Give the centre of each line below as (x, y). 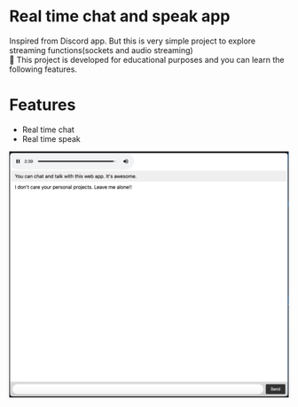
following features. (43, 69)
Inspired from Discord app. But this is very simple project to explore (133, 41)
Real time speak (51, 138)
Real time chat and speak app (120, 16)
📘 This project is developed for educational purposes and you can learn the (147, 59)
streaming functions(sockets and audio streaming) (101, 50)
